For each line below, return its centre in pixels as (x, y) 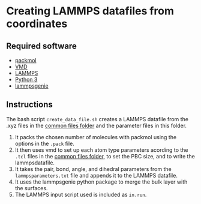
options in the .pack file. (45, 143)
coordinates (37, 24)
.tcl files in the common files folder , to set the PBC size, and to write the (105, 156)
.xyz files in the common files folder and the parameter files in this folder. (97, 125)
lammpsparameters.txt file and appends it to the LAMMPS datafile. (96, 175)
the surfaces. (31, 188)
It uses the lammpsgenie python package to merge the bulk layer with (101, 182)
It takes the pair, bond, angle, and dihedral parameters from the (93, 169)
